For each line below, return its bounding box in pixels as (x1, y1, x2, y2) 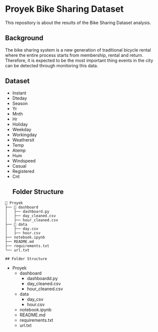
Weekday (12, 126, 32, 132)
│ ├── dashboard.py (5, 209, 50, 214)
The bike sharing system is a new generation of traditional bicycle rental (5, 47, 151, 53)
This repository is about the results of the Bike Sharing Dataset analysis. (5, 20, 151, 26)
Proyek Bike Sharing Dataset (5, 3, 124, 15)
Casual (12, 163, 27, 169)
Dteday (12, 95, 27, 101)
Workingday (12, 132, 37, 138)
